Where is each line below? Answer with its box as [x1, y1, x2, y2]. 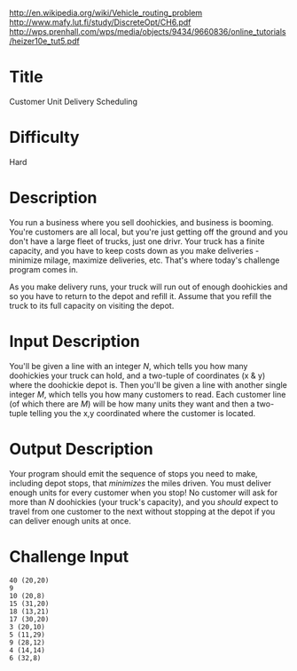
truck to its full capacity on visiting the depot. [9, 300, 175, 311]
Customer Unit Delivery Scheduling [9, 96, 137, 107]
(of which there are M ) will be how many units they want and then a [9, 399, 255, 409]
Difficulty [9, 128, 80, 147]
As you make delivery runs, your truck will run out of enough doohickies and [9, 281, 288, 292]
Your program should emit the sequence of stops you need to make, [9, 468, 259, 478]
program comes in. [9, 264, 78, 274]
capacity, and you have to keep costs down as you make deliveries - [9, 245, 260, 256]
